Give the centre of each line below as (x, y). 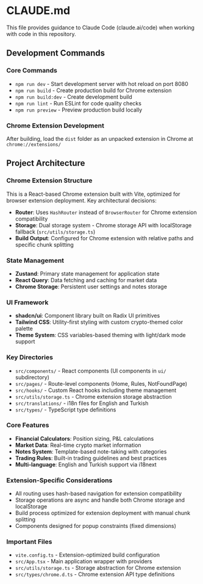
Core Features (28, 426)
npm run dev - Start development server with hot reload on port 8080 (102, 84)
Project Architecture (46, 163)
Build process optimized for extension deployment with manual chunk (103, 513)
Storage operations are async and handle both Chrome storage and (100, 500)
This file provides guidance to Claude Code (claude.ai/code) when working (101, 27)
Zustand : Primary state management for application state (87, 273)
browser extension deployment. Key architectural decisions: (81, 200)
